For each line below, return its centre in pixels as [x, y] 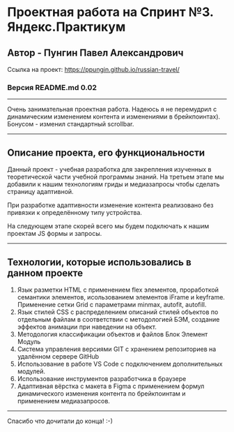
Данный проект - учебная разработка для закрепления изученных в [109, 170]
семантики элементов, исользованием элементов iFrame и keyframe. [121, 297]
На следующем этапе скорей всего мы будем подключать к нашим [108, 226]
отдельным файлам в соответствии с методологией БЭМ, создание [118, 319]
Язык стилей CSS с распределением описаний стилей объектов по [118, 312]
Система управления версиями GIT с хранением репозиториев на [117, 349]
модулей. [31, 371]
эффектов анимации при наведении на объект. [87, 327]
